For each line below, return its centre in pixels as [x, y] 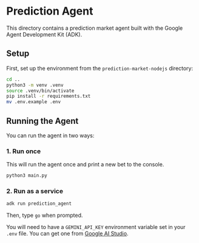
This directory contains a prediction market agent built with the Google [95, 28]
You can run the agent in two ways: [50, 135]
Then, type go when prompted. [45, 215]
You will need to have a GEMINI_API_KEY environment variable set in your [96, 227]
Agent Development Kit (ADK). [44, 34]
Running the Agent [42, 121]
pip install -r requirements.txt [49, 96]
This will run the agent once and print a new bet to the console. [85, 165]
